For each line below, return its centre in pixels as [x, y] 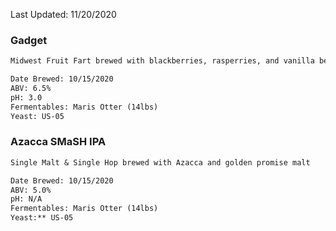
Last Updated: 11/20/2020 [63, 14]
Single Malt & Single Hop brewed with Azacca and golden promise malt [160, 162]
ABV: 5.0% [31, 190]
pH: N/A [26, 199]
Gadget [29, 40]
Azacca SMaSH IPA [58, 142]
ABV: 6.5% [31, 89]
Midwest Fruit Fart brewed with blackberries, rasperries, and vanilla [162, 61]
